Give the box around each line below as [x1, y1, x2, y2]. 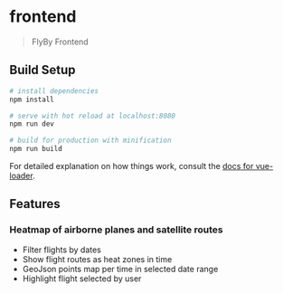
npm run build [9, 145, 63, 154]
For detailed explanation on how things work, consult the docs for [9, 161, 254, 171]
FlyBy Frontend [31, 36, 89, 47]
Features [9, 196, 61, 212]
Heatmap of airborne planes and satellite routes [9, 223, 223, 236]
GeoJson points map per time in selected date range [22, 263, 219, 274]
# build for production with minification [9, 136, 172, 146]
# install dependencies [9, 86, 99, 96]
